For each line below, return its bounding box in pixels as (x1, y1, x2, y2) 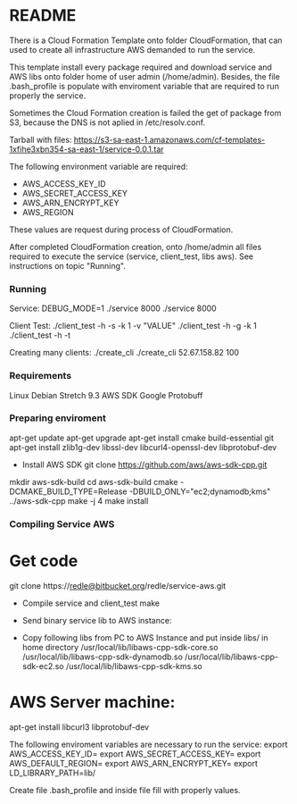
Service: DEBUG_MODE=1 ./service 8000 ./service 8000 (9, 303, 217, 314)
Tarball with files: (9, 134, 72, 145)
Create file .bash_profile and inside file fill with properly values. (9, 784, 241, 795)
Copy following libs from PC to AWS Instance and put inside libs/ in (21, 632, 269, 643)
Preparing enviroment (9, 412, 107, 424)
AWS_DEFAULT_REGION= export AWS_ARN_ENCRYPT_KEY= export (9, 758, 259, 768)
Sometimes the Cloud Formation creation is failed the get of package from (9, 107, 282, 118)
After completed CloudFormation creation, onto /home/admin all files (9, 241, 262, 252)
